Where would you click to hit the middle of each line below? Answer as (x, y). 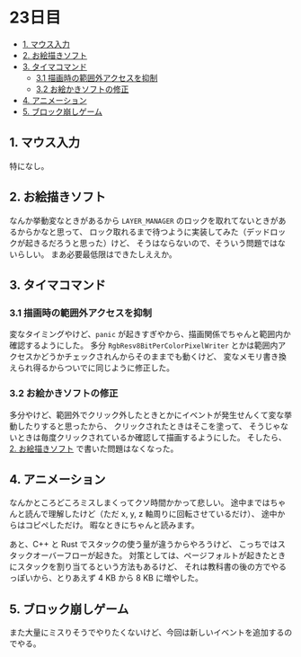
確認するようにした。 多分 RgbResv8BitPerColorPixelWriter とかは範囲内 (144, 345)
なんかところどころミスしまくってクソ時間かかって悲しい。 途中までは (140, 502)
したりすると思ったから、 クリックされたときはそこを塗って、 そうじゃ (149, 426)
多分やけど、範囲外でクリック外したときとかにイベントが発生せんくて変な (147, 414)
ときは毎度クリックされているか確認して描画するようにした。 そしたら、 (152, 437)
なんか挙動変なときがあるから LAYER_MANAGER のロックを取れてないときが (144, 220)
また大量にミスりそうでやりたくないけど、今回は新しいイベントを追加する (147, 633)
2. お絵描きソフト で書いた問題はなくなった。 (94, 448)
